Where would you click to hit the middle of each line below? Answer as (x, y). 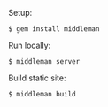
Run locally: (30, 45)
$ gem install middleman (54, 29)
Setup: (20, 13)
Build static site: (37, 78)
